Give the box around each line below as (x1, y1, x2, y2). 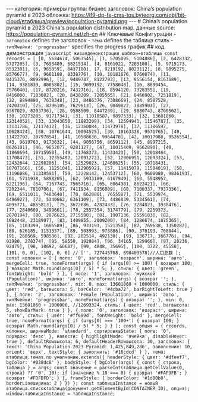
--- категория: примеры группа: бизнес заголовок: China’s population (6, 5, 183, 12)
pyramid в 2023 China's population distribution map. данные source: (6, 24, 175, 31)
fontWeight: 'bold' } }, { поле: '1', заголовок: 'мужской (6, 271, 156, 277)
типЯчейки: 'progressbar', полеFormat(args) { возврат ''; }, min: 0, (6, 297, 185, 303)
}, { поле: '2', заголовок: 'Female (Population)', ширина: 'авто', (6, 292, 180, 298)
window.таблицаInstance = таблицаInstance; (6, 391, 116, 397)
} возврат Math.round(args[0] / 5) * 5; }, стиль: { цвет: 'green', (6, 265, 180, 271)
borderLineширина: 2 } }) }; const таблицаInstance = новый (6, 381, 159, 386)
